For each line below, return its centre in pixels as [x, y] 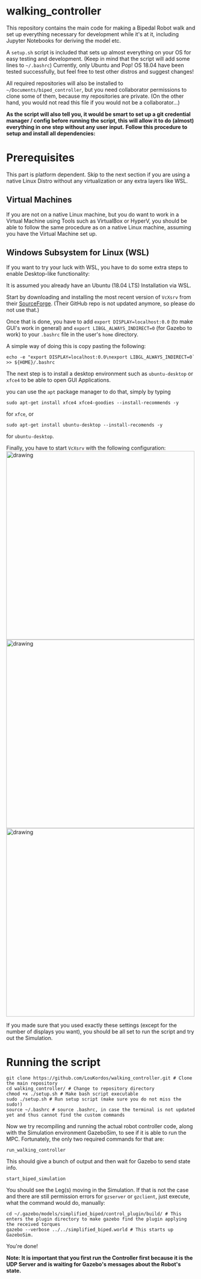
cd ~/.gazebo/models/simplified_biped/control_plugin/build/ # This [94, 1214]
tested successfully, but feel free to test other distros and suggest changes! [100, 71]
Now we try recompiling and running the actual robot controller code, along [100, 1126]
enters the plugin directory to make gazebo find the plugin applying [97, 1219]
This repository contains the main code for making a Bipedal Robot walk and [101, 28]
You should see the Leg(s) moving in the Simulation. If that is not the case [97, 1190]
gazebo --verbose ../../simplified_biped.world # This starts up [90, 1230]
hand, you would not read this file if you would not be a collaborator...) [93, 102]
